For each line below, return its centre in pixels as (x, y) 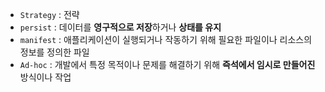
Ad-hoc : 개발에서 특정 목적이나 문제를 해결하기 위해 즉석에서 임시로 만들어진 (167, 64)
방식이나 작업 (45, 77)
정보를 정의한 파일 (54, 52)
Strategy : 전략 (49, 14)
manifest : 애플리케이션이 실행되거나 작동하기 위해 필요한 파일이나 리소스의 (166, 39)
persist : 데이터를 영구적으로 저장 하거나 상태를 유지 (120, 27)
